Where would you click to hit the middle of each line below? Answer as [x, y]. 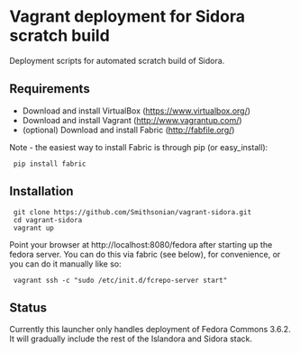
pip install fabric [50, 164]
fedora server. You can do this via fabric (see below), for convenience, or [145, 254]
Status [28, 308]
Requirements [50, 89]
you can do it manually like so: [65, 264]
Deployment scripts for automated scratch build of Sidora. [117, 60]
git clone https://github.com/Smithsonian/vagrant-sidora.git [132, 212]
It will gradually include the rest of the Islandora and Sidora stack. [131, 339]
